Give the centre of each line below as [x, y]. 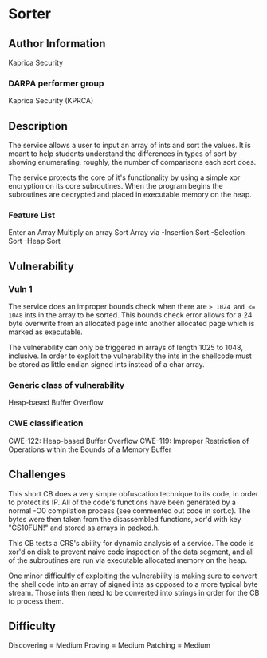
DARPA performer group [56, 83]
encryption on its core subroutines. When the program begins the [116, 186]
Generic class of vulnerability [67, 385]
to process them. [36, 601]
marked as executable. [46, 332]
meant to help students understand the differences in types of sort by [122, 154]
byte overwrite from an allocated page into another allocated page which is [132, 324]
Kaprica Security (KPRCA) [51, 101]
